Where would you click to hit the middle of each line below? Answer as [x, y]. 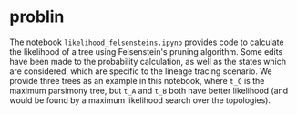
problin [37, 17]
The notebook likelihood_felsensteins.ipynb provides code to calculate [147, 42]
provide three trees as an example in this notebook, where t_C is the [137, 80]
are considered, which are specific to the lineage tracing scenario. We [141, 71]
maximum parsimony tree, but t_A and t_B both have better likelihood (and [149, 90]
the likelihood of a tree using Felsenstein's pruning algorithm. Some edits [146, 51]
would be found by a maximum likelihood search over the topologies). [140, 100]
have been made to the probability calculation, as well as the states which [148, 61]
